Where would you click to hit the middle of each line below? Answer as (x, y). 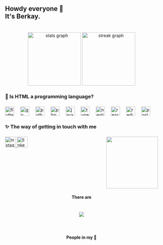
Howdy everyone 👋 (34, 9)
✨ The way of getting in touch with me (51, 127)
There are (81, 197)
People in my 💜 (81, 237)
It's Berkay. (23, 16)
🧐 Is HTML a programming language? (49, 96)
